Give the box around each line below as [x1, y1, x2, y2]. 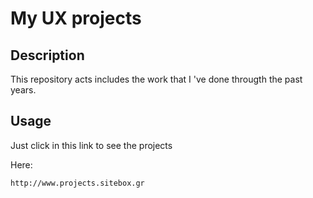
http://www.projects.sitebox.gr [10, 178, 145, 188]
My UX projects [10, 7, 142, 30]
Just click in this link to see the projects [10, 139, 173, 151]
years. [10, 84, 37, 96]
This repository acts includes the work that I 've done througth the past [10, 73, 303, 85]
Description [10, 47, 85, 64]
